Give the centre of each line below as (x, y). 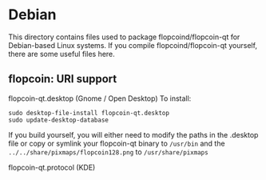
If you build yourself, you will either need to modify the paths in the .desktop (133, 134)
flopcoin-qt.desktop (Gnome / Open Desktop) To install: (100, 98)
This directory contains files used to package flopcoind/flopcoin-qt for (124, 37)
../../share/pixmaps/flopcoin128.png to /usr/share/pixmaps (109, 152)
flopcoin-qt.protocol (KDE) (52, 167)
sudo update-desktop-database (59, 120)
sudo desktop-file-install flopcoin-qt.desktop (89, 113)
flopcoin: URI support (63, 79)
